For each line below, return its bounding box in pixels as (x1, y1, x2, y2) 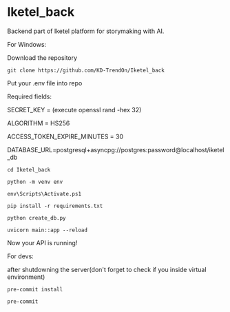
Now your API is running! (7, 238, 78, 247)
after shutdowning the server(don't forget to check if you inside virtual (7, 265, 207, 273)
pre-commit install (7, 286, 63, 293)
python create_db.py (7, 214, 67, 221)
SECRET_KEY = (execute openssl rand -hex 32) (7, 105, 142, 114)
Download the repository (7, 53, 78, 62)
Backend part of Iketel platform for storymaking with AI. (7, 27, 165, 35)
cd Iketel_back (7, 166, 51, 173)
